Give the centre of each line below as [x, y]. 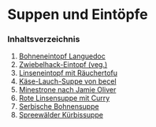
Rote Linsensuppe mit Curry [64, 98]
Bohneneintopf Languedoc [62, 56]
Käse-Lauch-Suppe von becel [67, 81]
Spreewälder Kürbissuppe [61, 115]
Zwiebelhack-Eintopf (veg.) [63, 65]
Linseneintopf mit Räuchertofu [68, 73]
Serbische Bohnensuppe [59, 106]
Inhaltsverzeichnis [44, 39]
